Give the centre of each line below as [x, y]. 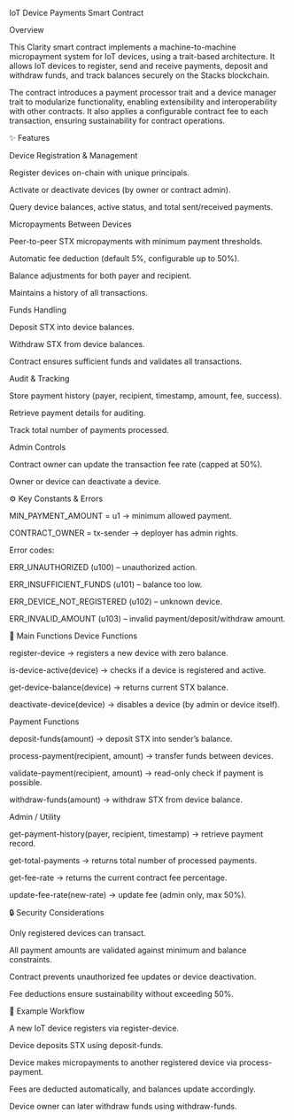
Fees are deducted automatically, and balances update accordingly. [133, 1089]
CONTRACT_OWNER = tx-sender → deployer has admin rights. [124, 533]
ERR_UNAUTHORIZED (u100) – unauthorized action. [103, 567]
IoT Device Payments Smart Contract [77, 13]
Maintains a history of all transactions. [79, 293]
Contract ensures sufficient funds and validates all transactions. [125, 361]
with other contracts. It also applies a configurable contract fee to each [139, 111]
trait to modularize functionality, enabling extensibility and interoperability [143, 102]
